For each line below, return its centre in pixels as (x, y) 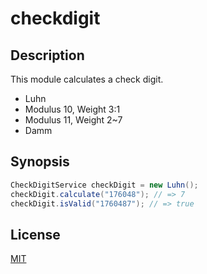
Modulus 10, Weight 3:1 (72, 109)
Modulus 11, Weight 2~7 (73, 120)
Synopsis (40, 162)
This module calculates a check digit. (87, 79)
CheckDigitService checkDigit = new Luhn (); (104, 185)
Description (47, 55)
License (35, 234)
